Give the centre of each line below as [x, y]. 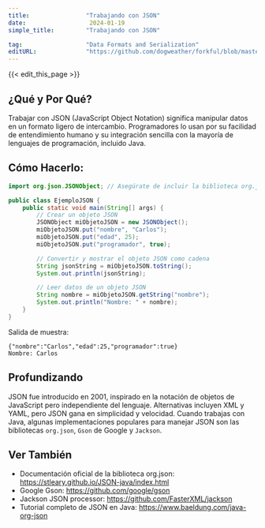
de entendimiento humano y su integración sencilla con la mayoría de [121, 134]
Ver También [40, 455]
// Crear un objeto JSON [77, 215]
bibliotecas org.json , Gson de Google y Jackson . [85, 430]
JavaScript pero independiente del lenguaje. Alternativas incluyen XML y [126, 405]
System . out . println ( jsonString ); [91, 273]
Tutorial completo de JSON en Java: [78, 507]
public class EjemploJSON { [54, 200]
